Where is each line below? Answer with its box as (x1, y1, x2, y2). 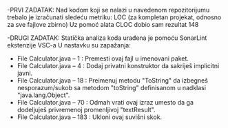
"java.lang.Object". (17, 91, 70, 99)
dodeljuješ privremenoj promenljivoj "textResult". (17, 106, 156, 114)
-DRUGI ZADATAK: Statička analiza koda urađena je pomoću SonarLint (7, 34, 207, 42)
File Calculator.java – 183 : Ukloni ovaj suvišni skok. (17, 113, 163, 121)
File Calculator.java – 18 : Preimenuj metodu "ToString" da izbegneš (17, 76, 209, 85)
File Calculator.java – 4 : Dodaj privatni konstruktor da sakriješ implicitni (17, 62, 220, 70)
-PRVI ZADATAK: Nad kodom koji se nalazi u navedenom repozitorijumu (7, 6, 210, 14)
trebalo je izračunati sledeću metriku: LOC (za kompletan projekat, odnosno (7, 13, 222, 21)
